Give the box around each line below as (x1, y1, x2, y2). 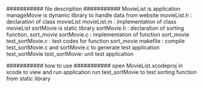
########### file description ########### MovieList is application (6, 5, 181, 12)
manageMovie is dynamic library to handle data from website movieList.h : (6, 12, 192, 19)
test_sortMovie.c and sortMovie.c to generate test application (6, 44, 160, 51)
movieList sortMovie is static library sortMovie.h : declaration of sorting (6, 24, 184, 32)
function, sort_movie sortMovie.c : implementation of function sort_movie (6, 31, 190, 38)
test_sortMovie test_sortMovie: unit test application (6, 50, 134, 57)
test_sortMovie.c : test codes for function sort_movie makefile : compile (6, 38, 185, 44)
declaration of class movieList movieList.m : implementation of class (6, 18, 177, 25)
